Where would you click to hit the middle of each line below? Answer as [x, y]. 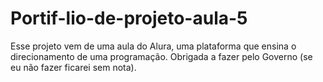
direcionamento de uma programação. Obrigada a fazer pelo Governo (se [161, 56]
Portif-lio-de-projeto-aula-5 [129, 18]
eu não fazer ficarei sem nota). [73, 67]
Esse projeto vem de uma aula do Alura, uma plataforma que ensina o [153, 46]
